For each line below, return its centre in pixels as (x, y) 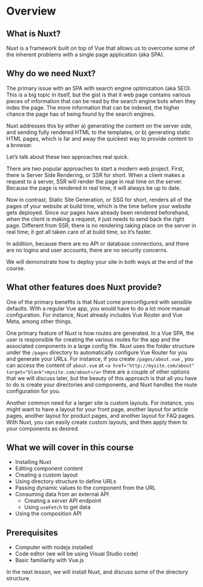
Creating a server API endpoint (63, 501)
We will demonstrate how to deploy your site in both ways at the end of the (100, 261)
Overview (31, 11)
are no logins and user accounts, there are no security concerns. (87, 250)
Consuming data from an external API (62, 494)
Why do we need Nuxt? (51, 74)
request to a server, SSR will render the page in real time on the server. (95, 181)
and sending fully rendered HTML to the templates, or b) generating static (98, 132)
